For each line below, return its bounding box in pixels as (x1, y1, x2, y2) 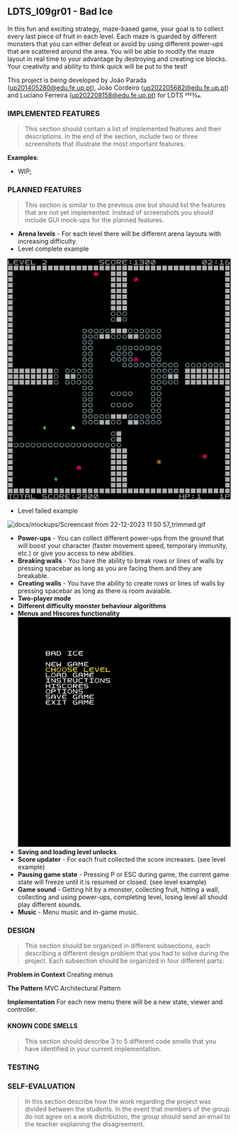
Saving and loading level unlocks (17, 848, 117, 856)
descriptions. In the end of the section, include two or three (24, 132, 198, 141)
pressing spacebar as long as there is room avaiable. (17, 587, 172, 595)
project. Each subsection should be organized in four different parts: (24, 957, 225, 965)
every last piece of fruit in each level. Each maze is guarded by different (7, 32, 217, 40)
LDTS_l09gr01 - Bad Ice (7, 6, 113, 18)
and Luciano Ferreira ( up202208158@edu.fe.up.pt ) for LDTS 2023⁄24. (7, 91, 202, 99)
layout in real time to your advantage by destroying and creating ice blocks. (7, 55, 227, 63)
